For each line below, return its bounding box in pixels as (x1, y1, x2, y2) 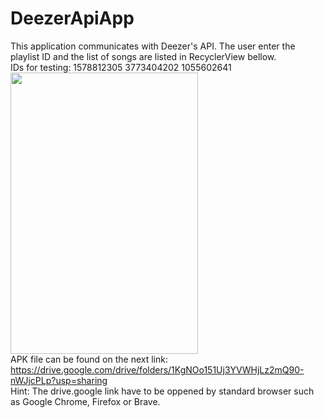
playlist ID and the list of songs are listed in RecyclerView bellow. (10, 50, 277, 62)
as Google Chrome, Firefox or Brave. (10, 395, 161, 407)
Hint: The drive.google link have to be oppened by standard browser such (10, 385, 315, 397)
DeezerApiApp (10, 7, 135, 30)
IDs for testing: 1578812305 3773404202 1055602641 (10, 61, 232, 73)
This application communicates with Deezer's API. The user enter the (10, 40, 296, 52)
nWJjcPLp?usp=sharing (10, 374, 108, 386)
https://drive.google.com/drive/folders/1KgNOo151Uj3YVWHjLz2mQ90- (10, 363, 305, 376)
